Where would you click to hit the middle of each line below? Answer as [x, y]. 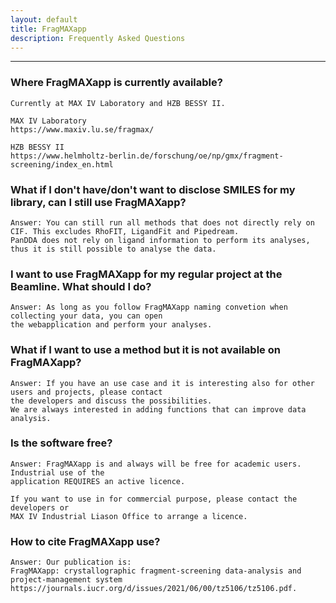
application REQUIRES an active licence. [98, 481]
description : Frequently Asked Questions [98, 38]
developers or [40, 507]
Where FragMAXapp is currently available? [116, 83]
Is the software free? [61, 443]
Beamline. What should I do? [81, 286]
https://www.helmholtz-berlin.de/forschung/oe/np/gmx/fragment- [147, 156]
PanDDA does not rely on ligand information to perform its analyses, [160, 240]
